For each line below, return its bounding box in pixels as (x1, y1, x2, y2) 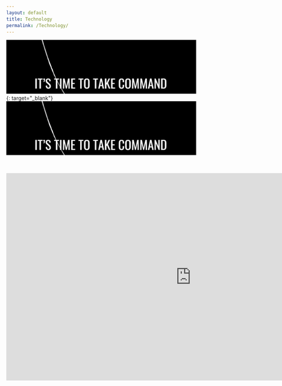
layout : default (6, 10, 47, 16)
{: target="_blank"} (6, 95, 53, 102)
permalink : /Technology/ (6, 22, 69, 28)
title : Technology (6, 16, 52, 22)
